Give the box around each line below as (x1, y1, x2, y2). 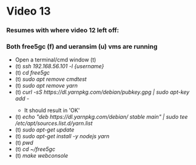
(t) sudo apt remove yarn (15, 82, 78, 90)
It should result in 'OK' (24, 107, 80, 114)
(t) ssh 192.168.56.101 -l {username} (15, 63, 104, 70)
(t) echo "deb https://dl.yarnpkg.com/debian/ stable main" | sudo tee (15, 113, 188, 121)
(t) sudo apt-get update (15, 126, 75, 133)
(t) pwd (15, 139, 33, 147)
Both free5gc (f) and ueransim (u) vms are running (6, 43, 158, 51)
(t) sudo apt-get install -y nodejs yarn (15, 133, 110, 140)
